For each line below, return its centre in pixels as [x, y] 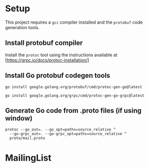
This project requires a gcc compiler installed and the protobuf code [74, 22]
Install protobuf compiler [44, 43]
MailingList [28, 158]
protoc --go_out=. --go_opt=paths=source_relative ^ [60, 130]
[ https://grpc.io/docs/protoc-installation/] [47, 60]
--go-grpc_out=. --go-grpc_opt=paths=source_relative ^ [68, 134]
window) [19, 118]
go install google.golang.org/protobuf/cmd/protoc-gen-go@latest [74, 87]
